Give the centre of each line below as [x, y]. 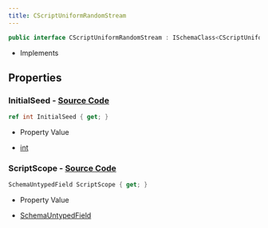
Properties [35, 78]
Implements [39, 53]
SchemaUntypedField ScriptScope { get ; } [78, 185]
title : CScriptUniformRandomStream [67, 16]
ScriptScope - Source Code [63, 168]
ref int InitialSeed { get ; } [59, 117]
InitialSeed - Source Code [59, 100]
